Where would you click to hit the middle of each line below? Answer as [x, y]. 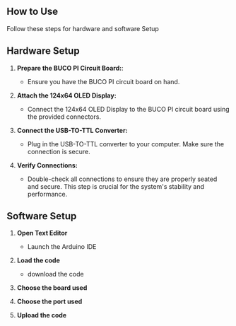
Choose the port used [49, 302]
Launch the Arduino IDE [62, 247]
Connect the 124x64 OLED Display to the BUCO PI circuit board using [129, 109]
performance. [47, 194]
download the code [55, 274]
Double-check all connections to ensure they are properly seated [122, 179]
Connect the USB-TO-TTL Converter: [72, 130]
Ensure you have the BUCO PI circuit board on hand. [104, 81]
